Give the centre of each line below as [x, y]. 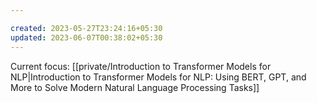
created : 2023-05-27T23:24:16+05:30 [86, 28]
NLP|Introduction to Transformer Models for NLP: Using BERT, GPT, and [158, 77]
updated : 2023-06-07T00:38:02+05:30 [86, 37]
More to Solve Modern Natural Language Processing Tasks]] [135, 87]
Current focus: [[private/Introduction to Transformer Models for [141, 66]
